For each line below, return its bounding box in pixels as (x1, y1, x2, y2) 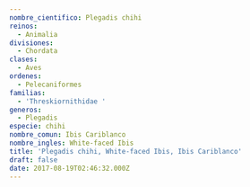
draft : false (9, 155, 58, 165)
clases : (9, 55, 39, 64)
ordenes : (9, 72, 42, 81)
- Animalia (17, 30, 58, 39)
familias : (9, 88, 47, 97)
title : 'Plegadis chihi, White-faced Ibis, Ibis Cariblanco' (9, 147, 243, 156)
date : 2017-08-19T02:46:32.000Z (9, 164, 130, 173)
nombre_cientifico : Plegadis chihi (9, 13, 142, 22)
